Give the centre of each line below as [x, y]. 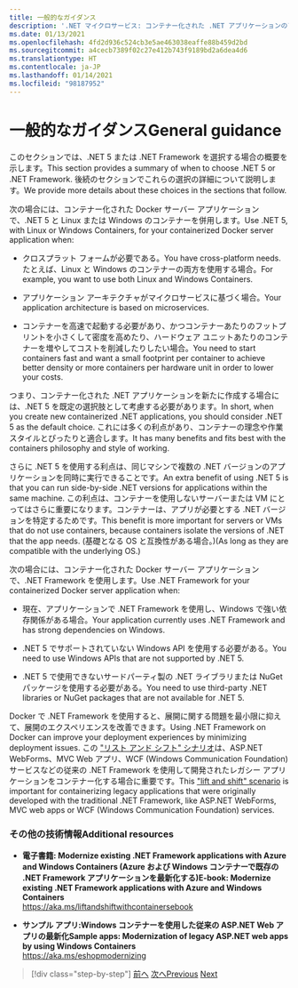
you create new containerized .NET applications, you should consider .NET [146, 416]
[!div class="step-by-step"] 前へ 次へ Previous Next [124, 974]
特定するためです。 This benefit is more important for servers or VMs [157, 520]
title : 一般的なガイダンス [53, 17]
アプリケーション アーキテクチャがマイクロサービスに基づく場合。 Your [152, 297]
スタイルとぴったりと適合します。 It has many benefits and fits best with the [148, 438]
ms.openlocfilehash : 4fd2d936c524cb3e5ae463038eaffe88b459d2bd [129, 42]
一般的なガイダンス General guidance [145, 130]
